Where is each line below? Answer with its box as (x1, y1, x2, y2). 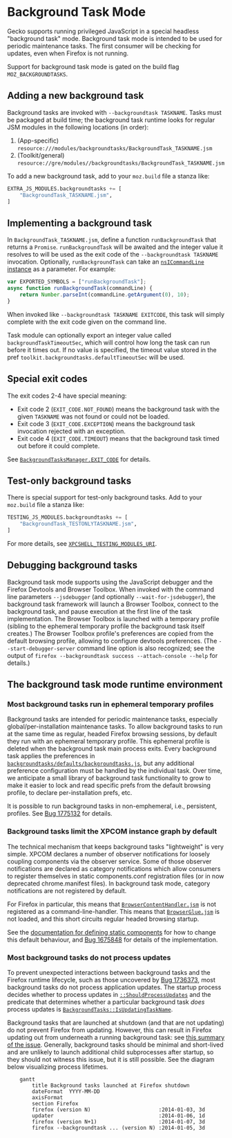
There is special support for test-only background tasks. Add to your (7, 493, 202, 502)
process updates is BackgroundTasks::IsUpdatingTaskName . (7, 1005, 173, 1013)
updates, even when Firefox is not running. (7, 49, 129, 57)
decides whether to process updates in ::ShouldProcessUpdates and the (7, 991, 211, 999)
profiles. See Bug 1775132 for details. (7, 809, 113, 818)
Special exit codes (7, 373, 88, 385)
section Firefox (32, 1101, 79, 1108)
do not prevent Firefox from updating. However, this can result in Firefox (7, 1026, 212, 1034)
